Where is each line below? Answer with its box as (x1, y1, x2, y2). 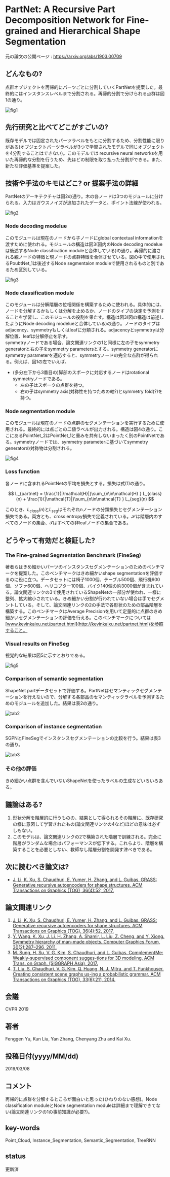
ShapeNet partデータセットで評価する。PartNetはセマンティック (5, 687, 140, 693)
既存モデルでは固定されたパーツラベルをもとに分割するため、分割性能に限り (5, 137, 165, 143)
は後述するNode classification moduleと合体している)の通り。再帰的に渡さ (5, 247, 161, 253)
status (5, 1152, 26, 1161)
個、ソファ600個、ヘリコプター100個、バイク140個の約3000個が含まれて (5, 583, 159, 589)
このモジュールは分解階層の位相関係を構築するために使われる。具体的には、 (5, 301, 164, 308)
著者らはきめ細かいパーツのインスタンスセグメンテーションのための (5, 564, 147, 570)
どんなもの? (5, 70, 42, 78)
